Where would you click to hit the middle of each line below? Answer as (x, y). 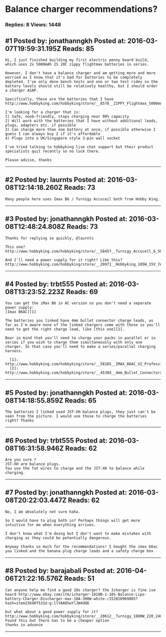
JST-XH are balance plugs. (33, 464)
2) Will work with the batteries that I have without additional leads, (82, 121)
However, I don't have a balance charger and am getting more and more (80, 73)
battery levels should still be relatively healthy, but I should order (82, 86)
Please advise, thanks (28, 160)
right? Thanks (20, 421)
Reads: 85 (78, 48)
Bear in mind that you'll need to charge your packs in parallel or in (80, 338)
